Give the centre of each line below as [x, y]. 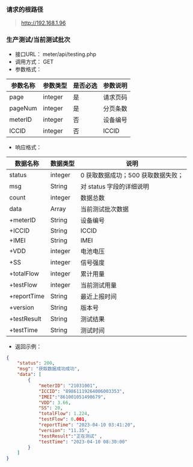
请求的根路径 [25, 9]
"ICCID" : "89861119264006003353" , [81, 391]
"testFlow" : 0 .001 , [63, 419]
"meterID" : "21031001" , [68, 386]
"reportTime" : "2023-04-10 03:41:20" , [87, 425]
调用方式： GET [34, 61]
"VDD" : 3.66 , [54, 403]
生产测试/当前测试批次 [38, 40]
